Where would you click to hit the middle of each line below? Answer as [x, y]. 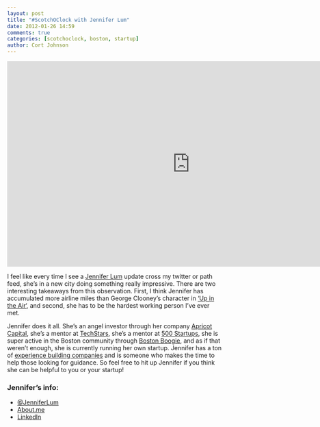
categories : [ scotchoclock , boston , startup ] [73, 39]
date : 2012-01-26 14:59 [41, 26]
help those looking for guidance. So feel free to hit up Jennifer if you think [111, 363]
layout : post [26, 13]
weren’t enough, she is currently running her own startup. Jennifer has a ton [115, 348]
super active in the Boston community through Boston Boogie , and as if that [114, 341]
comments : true [29, 33]
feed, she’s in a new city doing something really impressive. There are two [111, 284]
